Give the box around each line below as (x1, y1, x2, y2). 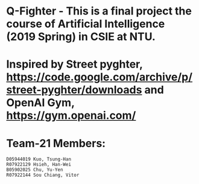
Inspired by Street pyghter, (6, 57, 143, 71)
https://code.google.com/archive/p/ (6, 71, 193, 84)
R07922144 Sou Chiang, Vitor (6, 172, 80, 179)
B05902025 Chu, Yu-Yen (6, 167, 63, 173)
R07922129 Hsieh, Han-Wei (6, 162, 71, 168)
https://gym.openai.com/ (6, 109, 136, 122)
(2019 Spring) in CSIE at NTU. (6, 30, 156, 43)
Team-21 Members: (6, 136, 106, 150)
